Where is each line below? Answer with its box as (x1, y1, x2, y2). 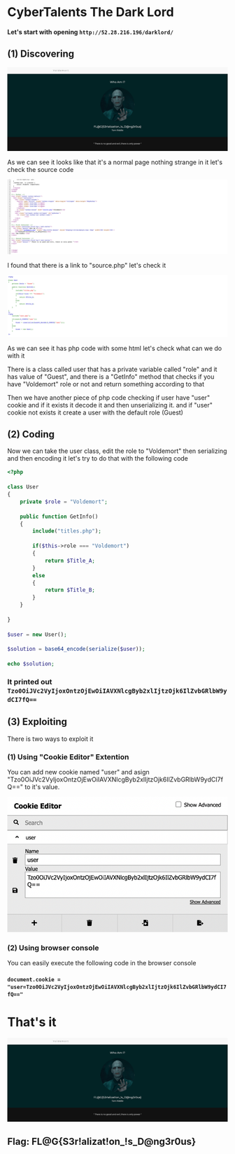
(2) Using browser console (7, 943, 99, 953)
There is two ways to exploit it (7, 735, 94, 743)
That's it (7, 1014, 57, 1030)
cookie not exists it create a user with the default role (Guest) (7, 408, 184, 417)
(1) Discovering (7, 48, 75, 60)
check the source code (7, 165, 74, 173)
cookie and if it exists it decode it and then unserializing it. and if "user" (7, 401, 213, 409)
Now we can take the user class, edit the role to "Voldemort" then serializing (7, 447, 227, 455)
